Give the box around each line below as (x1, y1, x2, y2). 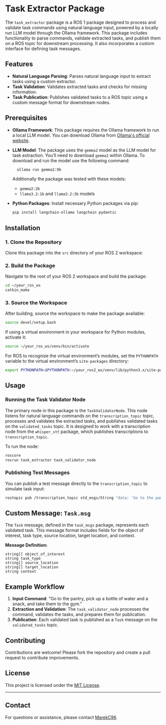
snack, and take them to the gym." (12, 601, 83, 607)
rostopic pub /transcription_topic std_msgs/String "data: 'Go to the (5, 495, 154, 500)
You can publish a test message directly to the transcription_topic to (5, 481, 148, 486)
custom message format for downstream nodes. (12, 99, 111, 105)
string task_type (5, 556, 41, 561)
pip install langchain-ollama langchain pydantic (12, 210, 117, 215)
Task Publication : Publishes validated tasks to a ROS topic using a (12, 94, 148, 100)
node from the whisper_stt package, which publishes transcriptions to (5, 429, 148, 435)
